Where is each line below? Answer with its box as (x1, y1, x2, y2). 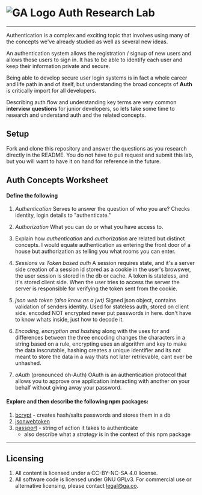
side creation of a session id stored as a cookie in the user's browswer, (14, 266, 191, 273)
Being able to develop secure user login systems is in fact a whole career (6, 74, 188, 81)
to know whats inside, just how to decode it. (14, 316, 124, 323)
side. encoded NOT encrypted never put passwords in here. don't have (14, 310, 191, 317)
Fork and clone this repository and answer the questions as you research (6, 145, 188, 152)
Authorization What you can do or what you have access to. (14, 223, 164, 231)
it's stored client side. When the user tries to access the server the (14, 279, 180, 286)
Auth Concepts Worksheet (6, 175, 108, 185)
